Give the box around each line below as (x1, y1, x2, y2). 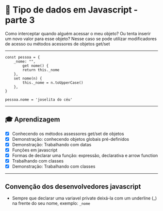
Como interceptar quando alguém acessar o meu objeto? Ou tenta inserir (5, 30, 151, 36)
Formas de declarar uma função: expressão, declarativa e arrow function (12, 152, 158, 158)
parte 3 (5, 15, 35, 26)
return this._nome (22, 67, 60, 72)
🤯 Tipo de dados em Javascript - (5, 4, 138, 15)
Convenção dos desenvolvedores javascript (5, 182, 141, 191)
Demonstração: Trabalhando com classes (12, 164, 96, 169)
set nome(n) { (14, 76, 42, 81)
